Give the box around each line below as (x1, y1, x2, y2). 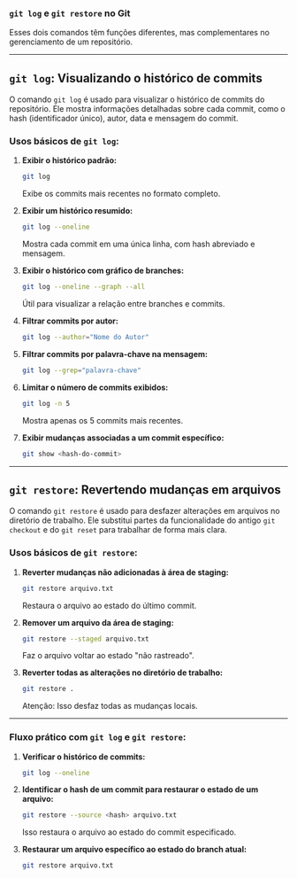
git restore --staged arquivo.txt (21, 634, 149, 643)
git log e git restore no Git (9, 7, 131, 19)
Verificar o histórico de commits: (21, 751, 146, 762)
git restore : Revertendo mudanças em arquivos (9, 482, 281, 497)
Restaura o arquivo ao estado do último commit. (21, 600, 197, 611)
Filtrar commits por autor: (21, 315, 119, 326)
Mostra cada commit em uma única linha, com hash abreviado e (21, 238, 255, 250)
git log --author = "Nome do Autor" (21, 333, 149, 342)
